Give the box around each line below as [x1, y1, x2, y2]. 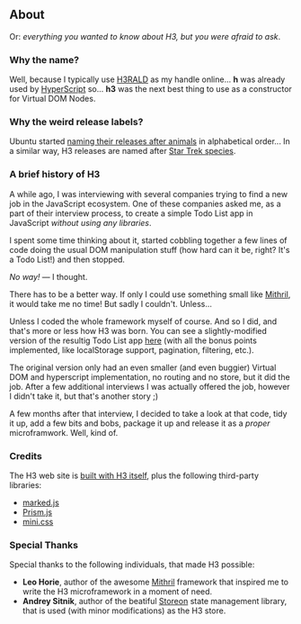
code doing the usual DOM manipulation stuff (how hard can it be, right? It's [9, 244, 290, 255]
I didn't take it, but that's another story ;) [9, 391, 159, 402]
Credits [9, 449, 42, 462]
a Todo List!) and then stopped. [9, 254, 126, 265]
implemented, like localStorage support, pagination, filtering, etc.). [9, 344, 254, 355]
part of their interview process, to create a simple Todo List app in [9, 207, 253, 219]
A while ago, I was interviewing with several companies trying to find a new [9, 188, 288, 199]
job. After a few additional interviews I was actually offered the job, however [9, 381, 290, 392]
